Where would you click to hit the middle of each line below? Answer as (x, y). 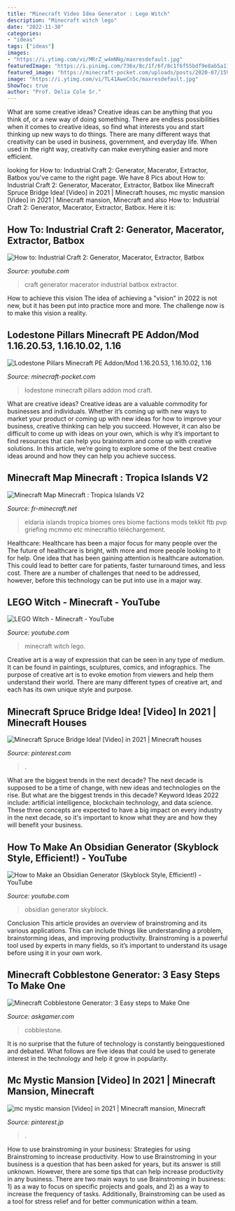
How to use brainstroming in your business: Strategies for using (99, 1149)
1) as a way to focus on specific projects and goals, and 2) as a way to (108, 1186)
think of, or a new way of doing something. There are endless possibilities (114, 119)
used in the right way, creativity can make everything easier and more (108, 149)
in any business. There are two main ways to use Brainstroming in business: (116, 1179)
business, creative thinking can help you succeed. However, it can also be (114, 426)
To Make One (36, 986)
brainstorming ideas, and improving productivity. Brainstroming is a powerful (117, 938)
